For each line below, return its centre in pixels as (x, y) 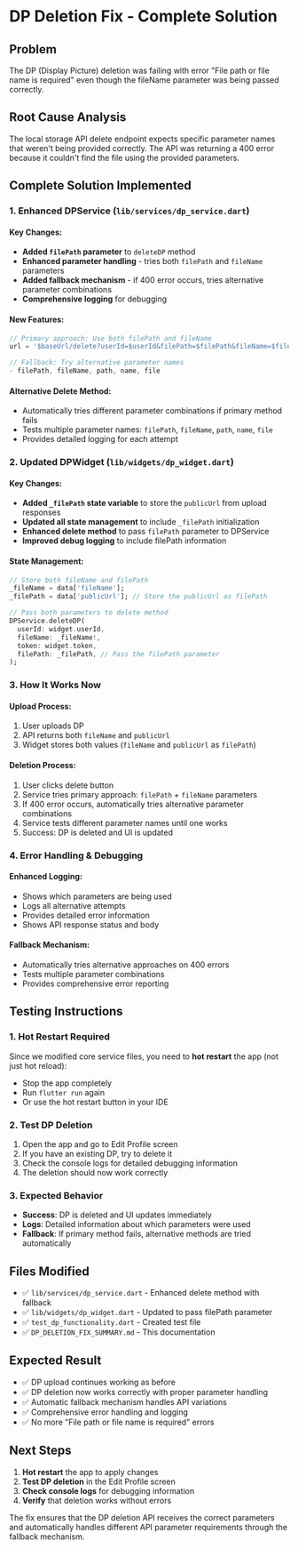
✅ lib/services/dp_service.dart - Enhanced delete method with (141, 1293)
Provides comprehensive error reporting (95, 983)
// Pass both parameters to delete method (89, 613)
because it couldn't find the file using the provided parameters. (124, 157)
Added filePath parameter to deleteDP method (109, 252)
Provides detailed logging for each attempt (100, 439)
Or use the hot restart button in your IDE (95, 1102)
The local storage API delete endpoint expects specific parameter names (142, 139)
